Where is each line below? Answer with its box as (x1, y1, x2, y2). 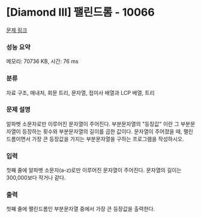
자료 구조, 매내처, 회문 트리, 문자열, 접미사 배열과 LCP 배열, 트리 (6, 89, 155, 96)
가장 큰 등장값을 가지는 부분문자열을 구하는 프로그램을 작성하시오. (32, 135, 184, 142)
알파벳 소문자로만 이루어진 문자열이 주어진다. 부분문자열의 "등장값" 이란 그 (6, 120, 179, 127)
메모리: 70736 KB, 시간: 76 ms (6, 58, 79, 65)
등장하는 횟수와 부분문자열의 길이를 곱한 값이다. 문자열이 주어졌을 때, (22, 127, 182, 135)
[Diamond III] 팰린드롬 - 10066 (6, 5, 155, 19)
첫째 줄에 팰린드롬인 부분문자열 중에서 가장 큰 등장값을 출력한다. (6, 205, 155, 213)
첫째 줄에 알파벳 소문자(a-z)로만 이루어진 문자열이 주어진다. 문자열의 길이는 (6, 166, 182, 174)
